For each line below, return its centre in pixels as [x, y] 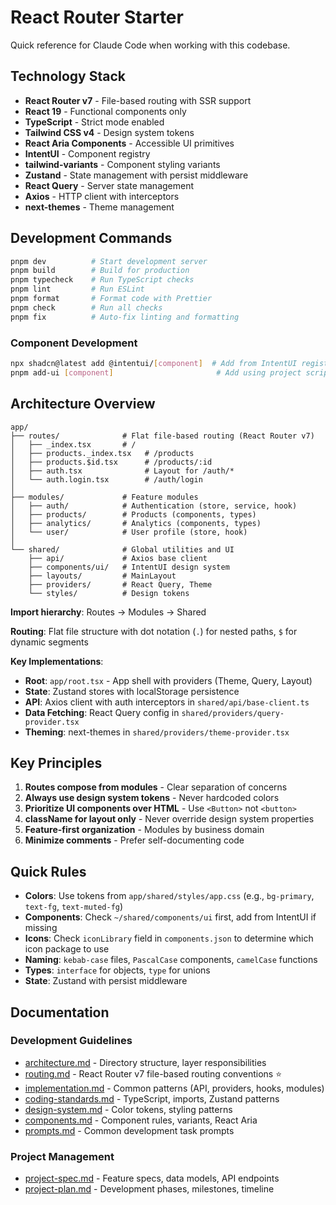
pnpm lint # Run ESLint [77, 289]
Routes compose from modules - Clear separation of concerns [156, 787]
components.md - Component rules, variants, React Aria [141, 1120]
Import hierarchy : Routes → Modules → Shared [108, 612]
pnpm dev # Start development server [109, 261]
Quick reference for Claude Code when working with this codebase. [150, 45]
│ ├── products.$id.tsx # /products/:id [111, 462]
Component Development [74, 343]
